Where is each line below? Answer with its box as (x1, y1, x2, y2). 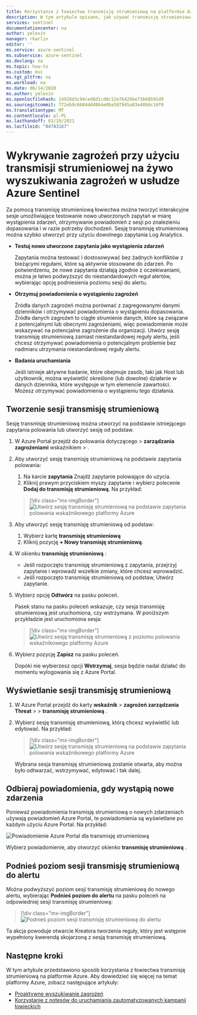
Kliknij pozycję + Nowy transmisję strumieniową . (23, 538, 144, 545)
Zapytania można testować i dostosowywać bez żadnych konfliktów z (14, 254, 184, 261)
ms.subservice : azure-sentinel (6, 52, 83, 58)
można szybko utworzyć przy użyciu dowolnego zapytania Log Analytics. (6, 231, 184, 238)
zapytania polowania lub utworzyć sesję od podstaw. (6, 426, 134, 433)
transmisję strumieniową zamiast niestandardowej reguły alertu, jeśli (14, 333, 180, 340)
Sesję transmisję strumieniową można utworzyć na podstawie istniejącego (6, 419, 186, 427)
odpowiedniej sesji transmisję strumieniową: (6, 898, 113, 905)
